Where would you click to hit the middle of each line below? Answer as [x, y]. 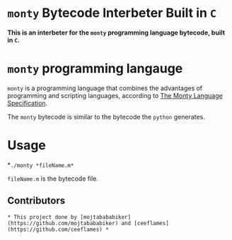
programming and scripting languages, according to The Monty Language [115, 95]
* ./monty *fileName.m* [41, 164]
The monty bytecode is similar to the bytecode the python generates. [106, 116]
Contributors [36, 201]
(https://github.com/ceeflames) [55, 229]
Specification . [28, 103]
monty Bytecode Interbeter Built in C [112, 13]
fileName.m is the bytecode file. [53, 179]
